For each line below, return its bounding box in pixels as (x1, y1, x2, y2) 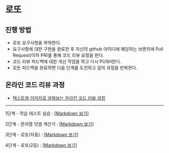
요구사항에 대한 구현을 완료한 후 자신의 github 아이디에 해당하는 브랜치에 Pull (12, 46, 163, 52)
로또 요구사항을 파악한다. (12, 40, 61, 45)
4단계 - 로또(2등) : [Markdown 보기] (5, 142, 77, 148)
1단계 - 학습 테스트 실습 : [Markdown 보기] (5, 110, 89, 116)
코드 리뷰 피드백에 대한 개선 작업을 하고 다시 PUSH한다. (12, 58, 122, 64)
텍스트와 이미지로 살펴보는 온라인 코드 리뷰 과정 (12, 95, 106, 101)
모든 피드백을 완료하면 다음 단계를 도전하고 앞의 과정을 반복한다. (12, 65, 137, 70)
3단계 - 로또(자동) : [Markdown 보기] (5, 131, 79, 137)
